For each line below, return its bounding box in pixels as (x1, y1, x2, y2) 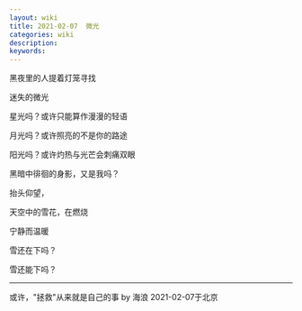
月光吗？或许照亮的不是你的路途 (9, 130, 128, 141)
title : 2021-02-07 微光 (9, 22, 100, 31)
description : (9, 38, 58, 48)
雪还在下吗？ (9, 245, 57, 256)
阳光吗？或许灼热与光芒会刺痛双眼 (9, 150, 136, 160)
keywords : (9, 47, 47, 56)
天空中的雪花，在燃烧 (9, 206, 88, 217)
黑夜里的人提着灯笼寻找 (9, 73, 96, 84)
